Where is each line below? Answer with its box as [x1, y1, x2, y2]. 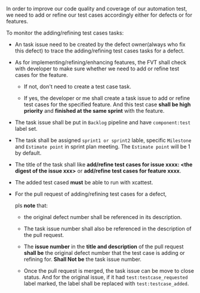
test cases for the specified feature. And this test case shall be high [23, 101, 191, 108]
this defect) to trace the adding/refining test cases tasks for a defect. [14, 47, 185, 54]
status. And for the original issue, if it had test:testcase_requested [23, 274, 188, 280]
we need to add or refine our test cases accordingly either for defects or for [6, 11, 193, 18]
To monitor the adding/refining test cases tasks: [6, 29, 124, 36]
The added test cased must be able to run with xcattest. [14, 179, 153, 186]
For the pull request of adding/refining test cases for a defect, [14, 190, 167, 198]
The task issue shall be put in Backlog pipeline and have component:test [14, 119, 191, 126]
